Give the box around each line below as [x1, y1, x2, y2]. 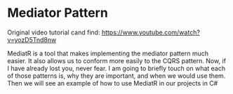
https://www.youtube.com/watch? [101, 28, 200, 36]
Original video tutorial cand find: [7, 28, 100, 36]
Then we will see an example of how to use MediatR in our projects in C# [7, 79, 218, 87]
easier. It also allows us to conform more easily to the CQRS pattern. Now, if [7, 56, 227, 65]
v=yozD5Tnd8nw [7, 35, 57, 43]
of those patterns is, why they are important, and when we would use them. [7, 72, 226, 80]
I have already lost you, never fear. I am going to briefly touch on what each [7, 64, 226, 72]
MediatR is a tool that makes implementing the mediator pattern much [7, 49, 209, 58]
